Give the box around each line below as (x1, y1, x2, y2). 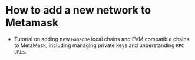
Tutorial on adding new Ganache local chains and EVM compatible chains (14, 35, 190, 42)
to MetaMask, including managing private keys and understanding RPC (14, 42, 184, 49)
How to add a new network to (5, 4, 151, 17)
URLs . (14, 48, 27, 55)
